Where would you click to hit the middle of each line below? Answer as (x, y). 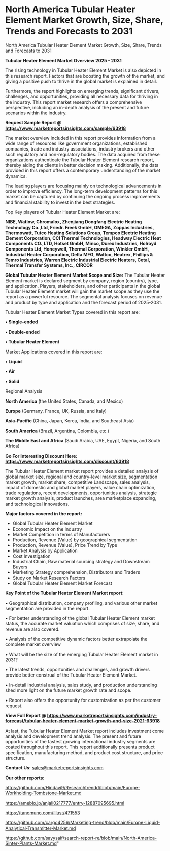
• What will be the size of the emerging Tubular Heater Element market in (82, 654)
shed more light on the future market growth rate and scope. (69, 690)
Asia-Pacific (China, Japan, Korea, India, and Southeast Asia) (70, 421)
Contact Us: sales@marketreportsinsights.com (55, 768)
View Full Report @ (26, 715)
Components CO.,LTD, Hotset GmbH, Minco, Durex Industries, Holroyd (81, 243)
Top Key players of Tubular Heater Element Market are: (63, 212)
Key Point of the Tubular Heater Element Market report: (65, 593)
